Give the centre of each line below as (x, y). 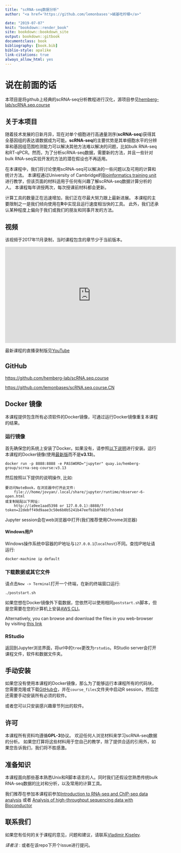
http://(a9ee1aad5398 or (39, 506)
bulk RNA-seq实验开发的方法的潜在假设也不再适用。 (58, 159)
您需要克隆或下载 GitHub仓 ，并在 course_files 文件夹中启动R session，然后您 (82, 689)
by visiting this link (24, 624)
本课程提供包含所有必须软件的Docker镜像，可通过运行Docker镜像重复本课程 (81, 416)
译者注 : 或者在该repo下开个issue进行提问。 (49, 845)
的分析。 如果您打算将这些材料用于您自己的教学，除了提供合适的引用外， (78, 742)
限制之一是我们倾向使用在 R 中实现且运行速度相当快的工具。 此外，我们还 (82, 204)
